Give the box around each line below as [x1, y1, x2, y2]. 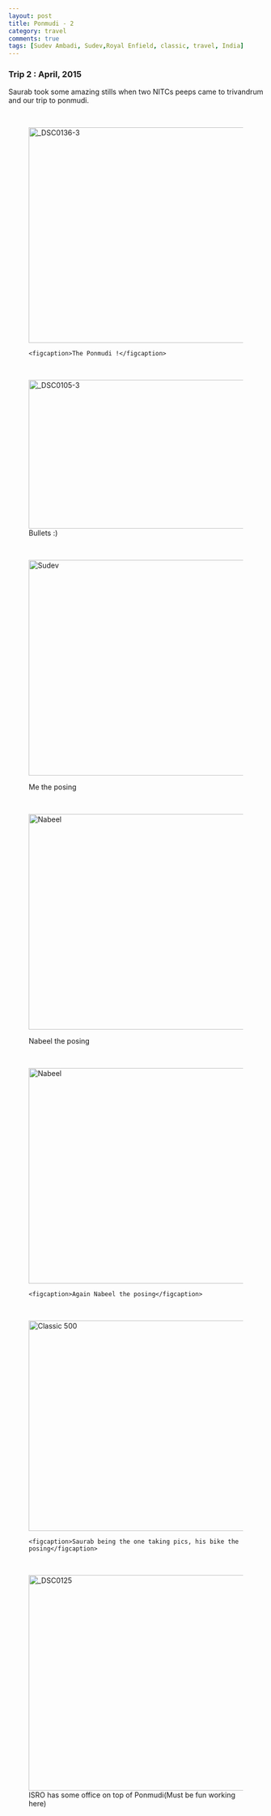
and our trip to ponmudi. [8, 96, 89, 105]
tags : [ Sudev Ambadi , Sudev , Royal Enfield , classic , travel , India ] [8, 42, 244, 50]
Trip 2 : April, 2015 [8, 69, 83, 80]
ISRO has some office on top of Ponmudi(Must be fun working [28, 1790, 236, 1800]
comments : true [8, 34, 60, 43]
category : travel [8, 27, 67, 35]
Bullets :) [28, 528, 58, 538]
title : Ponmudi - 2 [8, 19, 74, 28]
